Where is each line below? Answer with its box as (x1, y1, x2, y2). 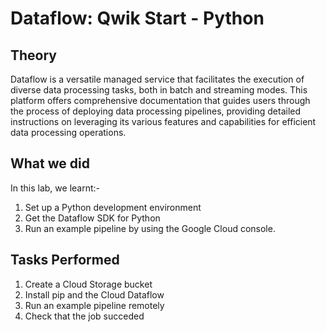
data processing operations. (10, 127, 127, 138)
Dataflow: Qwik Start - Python (10, 7, 265, 30)
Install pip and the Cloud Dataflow (24, 288, 165, 301)
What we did (10, 155, 90, 172)
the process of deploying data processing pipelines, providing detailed (10, 105, 302, 117)
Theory (10, 47, 58, 64)
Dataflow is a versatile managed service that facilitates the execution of (10, 73, 305, 85)
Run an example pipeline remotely (24, 299, 165, 311)
